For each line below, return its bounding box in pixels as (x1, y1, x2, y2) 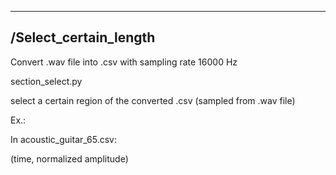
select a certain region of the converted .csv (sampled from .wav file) (10, 94, 296, 106)
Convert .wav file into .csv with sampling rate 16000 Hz (10, 56, 238, 68)
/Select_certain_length (10, 29, 156, 46)
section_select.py (10, 75, 83, 87)
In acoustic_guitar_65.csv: (10, 133, 117, 145)
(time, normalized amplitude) (10, 152, 129, 165)
